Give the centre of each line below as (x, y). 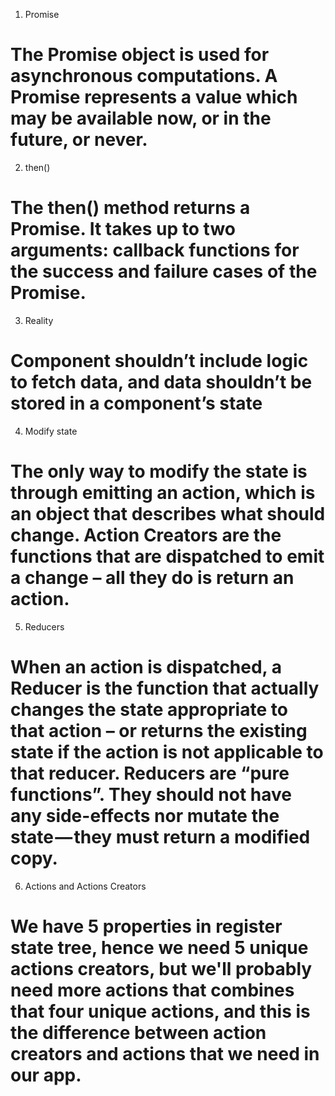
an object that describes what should (168, 514)
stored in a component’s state (136, 403)
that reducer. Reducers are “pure (150, 773)
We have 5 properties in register (146, 926)
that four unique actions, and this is (160, 1011)
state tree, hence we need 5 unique (159, 947)
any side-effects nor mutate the (145, 815)
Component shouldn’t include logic (159, 361)
